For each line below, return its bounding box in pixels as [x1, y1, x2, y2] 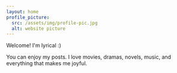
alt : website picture [11, 25, 66, 32]
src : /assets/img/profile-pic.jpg [11, 20, 98, 26]
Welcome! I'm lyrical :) [6, 42, 62, 49]
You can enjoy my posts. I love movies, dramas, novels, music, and [6, 53, 172, 60]
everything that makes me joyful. [6, 60, 88, 67]
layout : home [6, 8, 39, 15]
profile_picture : [6, 14, 50, 20]
